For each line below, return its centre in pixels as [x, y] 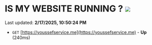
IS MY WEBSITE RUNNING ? [64, 9]
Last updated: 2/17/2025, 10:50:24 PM [46, 22]
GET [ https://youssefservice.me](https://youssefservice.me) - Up [79, 32]
